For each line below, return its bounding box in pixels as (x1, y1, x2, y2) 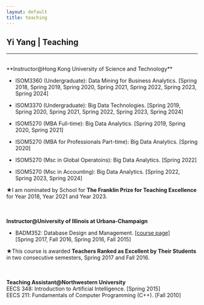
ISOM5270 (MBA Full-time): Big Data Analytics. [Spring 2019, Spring (15, 120, 186, 128)
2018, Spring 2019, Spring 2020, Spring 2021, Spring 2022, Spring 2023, (15, 83, 197, 91)
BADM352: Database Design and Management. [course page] (15, 229, 171, 237)
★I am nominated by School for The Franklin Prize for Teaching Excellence (6, 187, 197, 194)
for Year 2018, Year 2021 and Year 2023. (6, 193, 107, 200)
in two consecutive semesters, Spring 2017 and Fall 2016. (6, 254, 150, 261)
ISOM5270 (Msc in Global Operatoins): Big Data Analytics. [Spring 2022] (15, 156, 197, 164)
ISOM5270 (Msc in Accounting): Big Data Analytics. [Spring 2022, (15, 168, 180, 176)
